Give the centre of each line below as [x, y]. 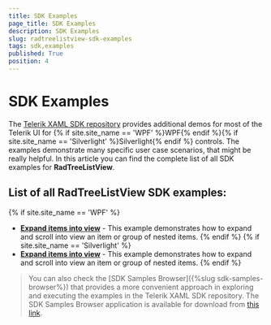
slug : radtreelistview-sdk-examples [70, 39]
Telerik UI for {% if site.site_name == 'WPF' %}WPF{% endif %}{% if [123, 132]
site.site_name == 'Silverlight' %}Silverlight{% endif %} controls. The [124, 141]
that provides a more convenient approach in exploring [162, 287]
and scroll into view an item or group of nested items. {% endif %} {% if [140, 236]
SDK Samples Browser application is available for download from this [144, 304]
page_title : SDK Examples [52, 24]
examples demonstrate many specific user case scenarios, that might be [130, 149]
